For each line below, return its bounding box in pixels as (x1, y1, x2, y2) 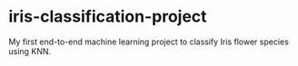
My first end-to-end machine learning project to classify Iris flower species (8, 36, 290, 47)
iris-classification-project (8, 6, 207, 27)
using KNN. (8, 45, 52, 56)
